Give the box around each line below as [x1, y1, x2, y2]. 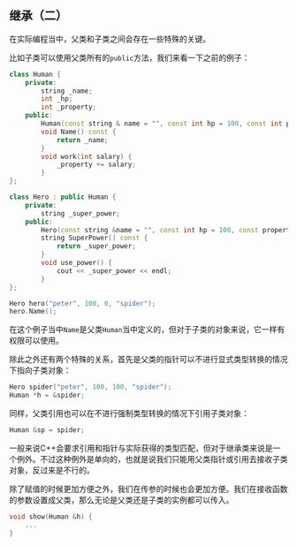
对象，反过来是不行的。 [9, 465, 95, 475]
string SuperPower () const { [41, 233, 148, 243]
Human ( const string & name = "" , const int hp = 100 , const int [41, 119, 283, 128]
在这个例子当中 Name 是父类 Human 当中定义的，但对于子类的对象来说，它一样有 [9, 324, 286, 335]
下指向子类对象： [9, 365, 72, 375]
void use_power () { [41, 259, 113, 268]
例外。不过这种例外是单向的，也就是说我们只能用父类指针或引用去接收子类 [16, 453, 288, 464]
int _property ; [41, 102, 97, 112]
